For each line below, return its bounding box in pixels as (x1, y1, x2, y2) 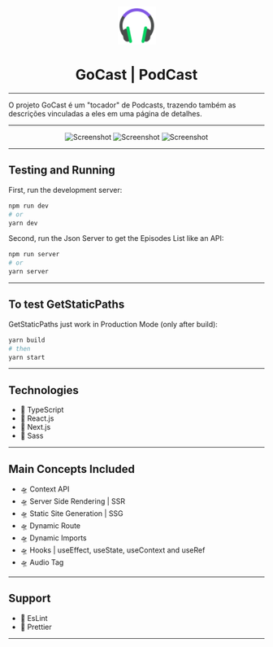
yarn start (8, 353, 45, 361)
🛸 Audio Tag (19, 557, 64, 567)
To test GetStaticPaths (8, 298, 125, 312)
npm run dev (8, 202, 49, 210)
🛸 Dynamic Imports (19, 533, 87, 543)
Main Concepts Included (8, 462, 136, 476)
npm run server (8, 251, 60, 259)
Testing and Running (8, 164, 115, 177)
